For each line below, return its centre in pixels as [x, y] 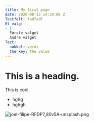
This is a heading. [42, 76]
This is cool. [17, 90]
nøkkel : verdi [24, 47]
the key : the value [30, 51]
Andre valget [23, 38]
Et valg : [14, 24]
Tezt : [11, 42]
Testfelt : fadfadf [24, 19]
